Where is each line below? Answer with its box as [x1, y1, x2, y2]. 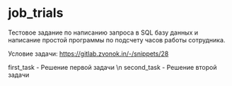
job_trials [8, 5, 64, 21]
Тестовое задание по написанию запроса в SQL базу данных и [8, 28, 199, 37]
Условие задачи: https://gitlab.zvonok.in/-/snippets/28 [8, 49, 169, 58]
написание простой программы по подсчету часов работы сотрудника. [8, 35, 226, 44]
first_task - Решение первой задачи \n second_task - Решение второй [8, 63, 217, 71]
